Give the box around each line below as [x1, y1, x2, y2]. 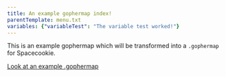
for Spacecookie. [7, 49, 56, 57]
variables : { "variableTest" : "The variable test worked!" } [7, 23, 180, 30]
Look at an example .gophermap [7, 63, 99, 71]
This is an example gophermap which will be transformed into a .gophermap [7, 42, 219, 50]
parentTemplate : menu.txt [7, 16, 81, 23]
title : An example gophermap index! [7, 10, 112, 17]
